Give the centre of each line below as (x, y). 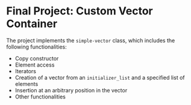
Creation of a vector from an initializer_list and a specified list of (100, 77)
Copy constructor (37, 58)
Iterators (25, 71)
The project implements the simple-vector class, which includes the (91, 40)
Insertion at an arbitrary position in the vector (71, 90)
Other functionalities (40, 97)
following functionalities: (37, 47)
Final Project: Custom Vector (80, 11)
